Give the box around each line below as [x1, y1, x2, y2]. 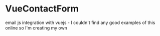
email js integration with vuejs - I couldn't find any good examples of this [5, 19, 155, 25]
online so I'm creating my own [5, 24, 68, 30]
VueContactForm [5, 3, 79, 14]
